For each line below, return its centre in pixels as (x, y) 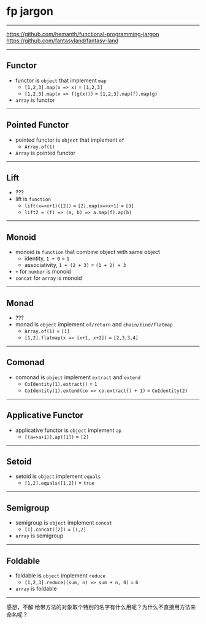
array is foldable (36, 589)
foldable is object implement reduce (60, 576)
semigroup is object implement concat (63, 523)
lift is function (33, 199)
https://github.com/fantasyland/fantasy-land (62, 40)
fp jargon (30, 11)
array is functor (35, 100)
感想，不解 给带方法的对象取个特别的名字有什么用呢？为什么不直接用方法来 (101, 607)
